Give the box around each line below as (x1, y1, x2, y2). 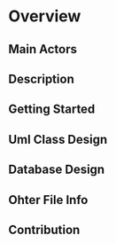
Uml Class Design (8, 131, 108, 147)
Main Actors (8, 42, 77, 57)
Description (8, 71, 74, 86)
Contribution (8, 222, 81, 237)
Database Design (8, 162, 105, 177)
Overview (8, 6, 81, 27)
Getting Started (8, 102, 96, 117)
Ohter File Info (8, 192, 89, 208)
